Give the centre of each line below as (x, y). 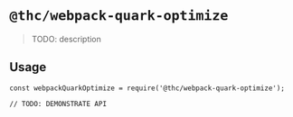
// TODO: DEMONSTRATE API (58, 103)
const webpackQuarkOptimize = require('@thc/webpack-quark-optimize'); (147, 88)
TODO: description (66, 39)
